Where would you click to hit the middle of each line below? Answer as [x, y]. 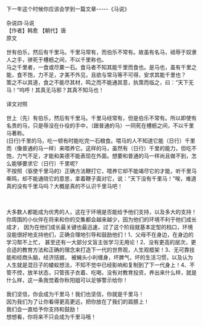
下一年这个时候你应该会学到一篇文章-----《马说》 [68, 9]
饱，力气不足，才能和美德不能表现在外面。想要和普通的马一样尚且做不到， [99, 156]
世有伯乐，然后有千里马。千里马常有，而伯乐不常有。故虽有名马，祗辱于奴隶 [101, 52]
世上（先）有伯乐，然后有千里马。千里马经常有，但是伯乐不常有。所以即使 [99, 118]
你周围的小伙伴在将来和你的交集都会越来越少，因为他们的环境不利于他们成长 [101, 219]
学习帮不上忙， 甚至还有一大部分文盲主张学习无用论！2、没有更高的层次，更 [101, 242]
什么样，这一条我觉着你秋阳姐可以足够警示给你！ [67, 280]
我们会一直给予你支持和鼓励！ [43, 309]
